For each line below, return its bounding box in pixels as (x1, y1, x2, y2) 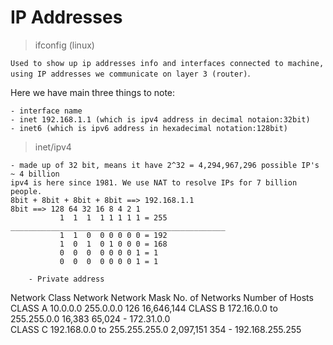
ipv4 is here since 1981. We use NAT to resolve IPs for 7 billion (10, 177, 298, 188)
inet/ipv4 (34, 141, 72, 153)
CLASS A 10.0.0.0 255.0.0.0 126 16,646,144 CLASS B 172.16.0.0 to (10, 302, 278, 314)
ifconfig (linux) (34, 39, 95, 51)
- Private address (28, 274, 105, 284)
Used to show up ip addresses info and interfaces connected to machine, (10, 58, 325, 68)
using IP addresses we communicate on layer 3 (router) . (10, 67, 251, 79)
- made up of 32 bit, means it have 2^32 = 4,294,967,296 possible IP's (10, 160, 320, 170)
